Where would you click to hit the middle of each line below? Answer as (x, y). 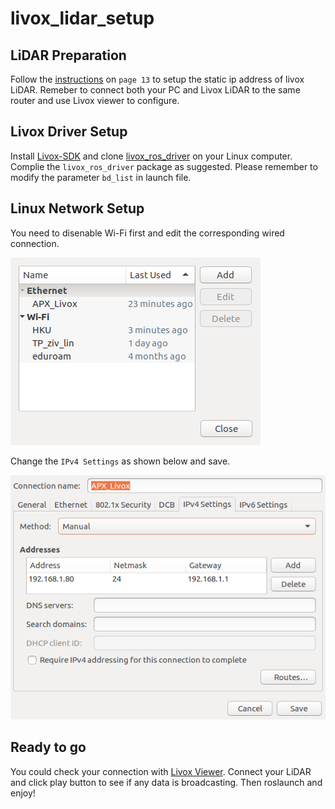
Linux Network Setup (77, 208)
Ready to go (48, 747)
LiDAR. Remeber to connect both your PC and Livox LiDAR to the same (155, 90)
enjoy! (23, 793)
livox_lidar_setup (82, 18)
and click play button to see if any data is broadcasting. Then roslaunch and (166, 782)
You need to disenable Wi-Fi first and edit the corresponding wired (147, 233)
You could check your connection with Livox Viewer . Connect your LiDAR (161, 771)
